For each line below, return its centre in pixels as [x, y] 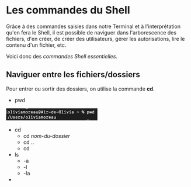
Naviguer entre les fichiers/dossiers [73, 75]
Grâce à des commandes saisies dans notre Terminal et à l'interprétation [93, 26]
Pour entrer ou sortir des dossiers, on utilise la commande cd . [80, 89]
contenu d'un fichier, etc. [36, 45]
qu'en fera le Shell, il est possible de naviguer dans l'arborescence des [91, 32]
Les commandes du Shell [68, 10]
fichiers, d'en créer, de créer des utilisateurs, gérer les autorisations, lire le [95, 39]
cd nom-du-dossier [46, 136]
